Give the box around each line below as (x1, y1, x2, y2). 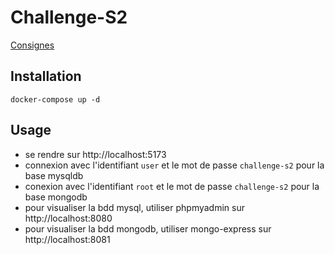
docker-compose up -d (10, 94, 101, 105)
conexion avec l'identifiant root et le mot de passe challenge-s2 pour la (24, 180, 320, 192)
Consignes (10, 39, 55, 51)
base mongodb (24, 191, 88, 203)
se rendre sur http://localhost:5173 (24, 148, 167, 160)
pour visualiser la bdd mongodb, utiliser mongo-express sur (24, 222, 272, 235)
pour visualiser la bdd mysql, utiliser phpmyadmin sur (24, 201, 245, 213)
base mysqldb (24, 169, 84, 181)
